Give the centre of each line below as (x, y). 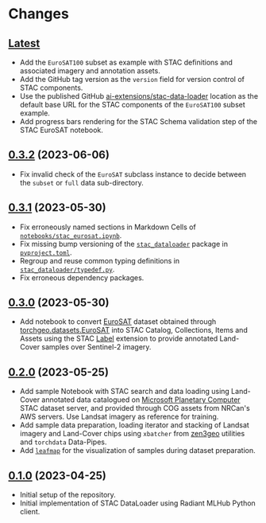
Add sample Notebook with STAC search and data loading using (125, 392)
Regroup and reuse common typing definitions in (100, 260)
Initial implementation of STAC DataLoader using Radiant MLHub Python (137, 503)
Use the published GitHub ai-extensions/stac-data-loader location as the (139, 96)
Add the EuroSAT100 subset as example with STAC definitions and (126, 62)
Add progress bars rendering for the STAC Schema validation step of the (139, 121)
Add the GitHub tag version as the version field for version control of (132, 79)
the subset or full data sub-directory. (82, 182)
